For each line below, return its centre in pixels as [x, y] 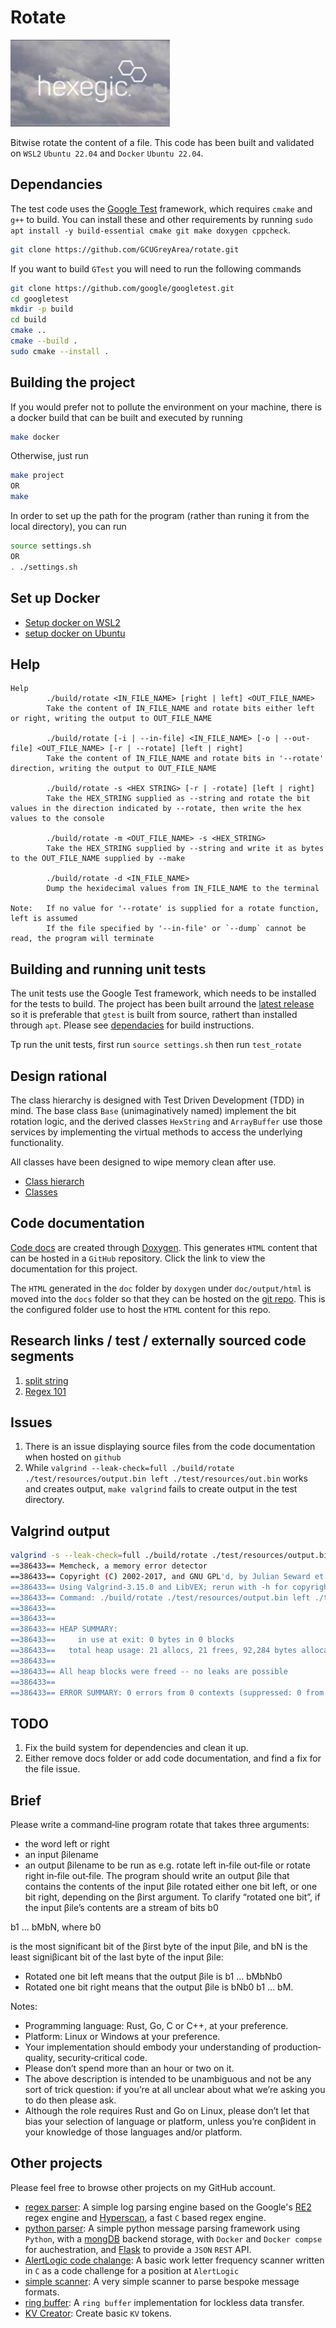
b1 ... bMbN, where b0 [56, 1927]
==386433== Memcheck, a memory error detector [109, 1566]
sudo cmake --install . [60, 351]
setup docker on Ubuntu [75, 633]
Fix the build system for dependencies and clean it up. [136, 1748]
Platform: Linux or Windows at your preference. [122, 2037]
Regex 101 [45, 1391]
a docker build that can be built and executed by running [126, 417]
